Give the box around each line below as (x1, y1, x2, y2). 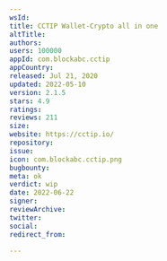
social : (9, 222, 39, 231)
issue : (9, 146, 34, 155)
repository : (9, 138, 54, 147)
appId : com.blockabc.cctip (9, 55, 110, 64)
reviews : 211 (9, 113, 58, 122)
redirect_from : (9, 230, 66, 239)
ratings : (9, 105, 42, 114)
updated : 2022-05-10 (9, 80, 87, 89)
